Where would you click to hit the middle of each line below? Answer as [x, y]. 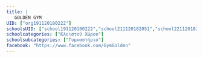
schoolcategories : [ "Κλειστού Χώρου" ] [55, 34]
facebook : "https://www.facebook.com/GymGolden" [69, 46]
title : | [17, 12]
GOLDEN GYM [28, 18]
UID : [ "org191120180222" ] [39, 23]
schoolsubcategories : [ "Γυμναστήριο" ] [55, 40]
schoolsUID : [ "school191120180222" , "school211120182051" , [81, 29]
